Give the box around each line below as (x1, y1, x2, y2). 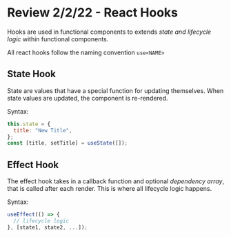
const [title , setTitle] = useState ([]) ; (7, 140, 128, 147)
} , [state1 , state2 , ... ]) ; (7, 224, 88, 231)
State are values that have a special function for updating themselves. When (7, 86, 224, 94)
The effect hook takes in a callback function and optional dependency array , (7, 177, 225, 185)
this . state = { (7, 121, 51, 127)
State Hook (7, 68, 57, 80)
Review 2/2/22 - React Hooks (7, 5, 178, 21)
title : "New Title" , (13, 127, 72, 134)
